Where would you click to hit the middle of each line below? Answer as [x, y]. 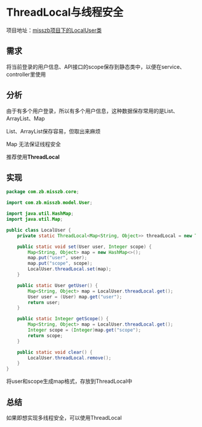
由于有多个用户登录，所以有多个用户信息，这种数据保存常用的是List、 [92, 111]
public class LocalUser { [38, 230]
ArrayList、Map [26, 118]
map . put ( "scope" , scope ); [60, 264]
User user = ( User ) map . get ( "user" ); [75, 297]
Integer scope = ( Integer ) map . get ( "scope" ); [84, 330]
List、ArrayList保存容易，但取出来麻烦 [54, 131]
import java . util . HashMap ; [40, 214]
